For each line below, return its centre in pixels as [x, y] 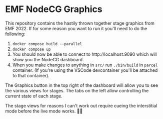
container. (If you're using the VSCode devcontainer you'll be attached [85, 70]
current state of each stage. [34, 96]
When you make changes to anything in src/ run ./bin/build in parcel [85, 65]
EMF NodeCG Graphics [54, 9]
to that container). [31, 75]
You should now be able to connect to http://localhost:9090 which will [84, 54]
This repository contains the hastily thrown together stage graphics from [80, 23]
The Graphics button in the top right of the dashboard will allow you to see [82, 85]
